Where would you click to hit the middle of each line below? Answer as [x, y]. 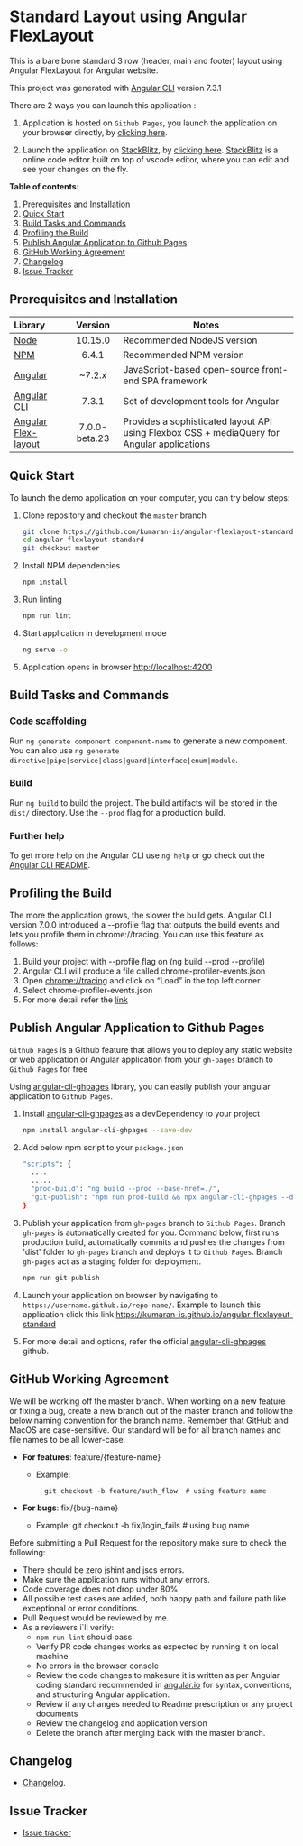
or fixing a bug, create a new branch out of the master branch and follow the [151, 1410]
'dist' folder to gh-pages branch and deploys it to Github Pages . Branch [152, 1251]
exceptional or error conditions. [81, 1608]
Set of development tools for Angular [201, 401]
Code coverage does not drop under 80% [100, 1589]
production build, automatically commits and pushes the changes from [154, 1241]
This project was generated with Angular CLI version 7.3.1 [116, 88]
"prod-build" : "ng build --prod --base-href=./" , [126, 1189]
